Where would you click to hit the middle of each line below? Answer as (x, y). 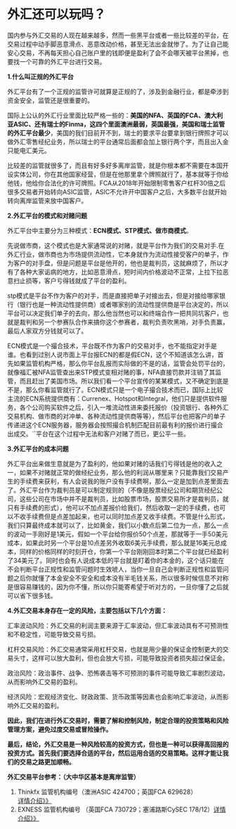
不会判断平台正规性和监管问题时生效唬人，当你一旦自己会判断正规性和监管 (115, 569)
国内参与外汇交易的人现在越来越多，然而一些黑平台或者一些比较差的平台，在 (118, 35)
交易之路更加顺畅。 (47, 761)
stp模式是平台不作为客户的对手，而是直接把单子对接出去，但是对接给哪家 (113, 296)
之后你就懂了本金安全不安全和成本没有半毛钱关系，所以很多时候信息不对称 (121, 578)
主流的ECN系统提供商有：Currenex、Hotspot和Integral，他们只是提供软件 (114, 398)
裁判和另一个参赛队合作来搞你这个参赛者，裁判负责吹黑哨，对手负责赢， (124, 322)
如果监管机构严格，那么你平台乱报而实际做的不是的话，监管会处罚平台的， (121, 363)
